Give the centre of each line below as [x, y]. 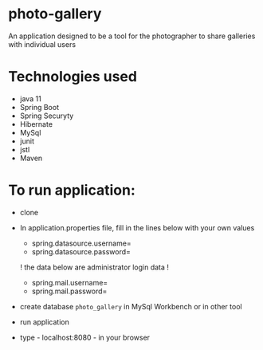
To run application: [72, 190]
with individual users [42, 44]
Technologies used [73, 77]
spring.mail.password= [69, 291]
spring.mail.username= [70, 282]
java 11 [30, 98]
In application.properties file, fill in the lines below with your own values [137, 227]
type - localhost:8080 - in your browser [84, 337]
